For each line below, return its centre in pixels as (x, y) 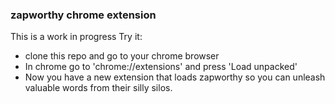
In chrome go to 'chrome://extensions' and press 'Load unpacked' (161, 67)
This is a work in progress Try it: (76, 37)
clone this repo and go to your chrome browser (122, 56)
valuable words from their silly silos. (98, 88)
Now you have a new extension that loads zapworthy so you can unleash (175, 77)
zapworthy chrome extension (83, 15)
